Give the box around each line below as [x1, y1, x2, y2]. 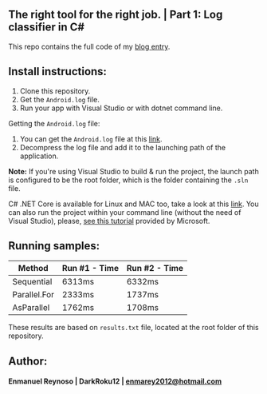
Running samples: [8, 239, 100, 253]
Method [18, 263, 49, 274]
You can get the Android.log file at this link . [19, 133, 163, 144]
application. [19, 151, 59, 161]
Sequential [12, 277, 53, 288]
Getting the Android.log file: [8, 118, 100, 128]
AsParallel [12, 302, 50, 313]
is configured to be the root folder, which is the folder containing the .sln [8, 175, 249, 185]
